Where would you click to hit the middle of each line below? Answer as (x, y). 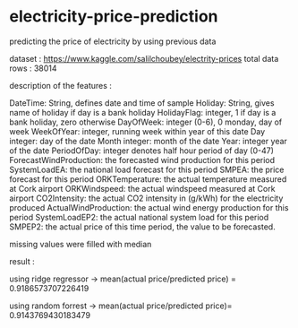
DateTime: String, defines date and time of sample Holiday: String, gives (142, 103)
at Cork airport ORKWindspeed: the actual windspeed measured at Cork (142, 188)
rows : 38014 (33, 68)
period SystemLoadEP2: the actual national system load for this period (139, 217)
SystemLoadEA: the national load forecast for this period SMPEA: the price (147, 169)
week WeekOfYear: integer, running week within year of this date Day (137, 131)
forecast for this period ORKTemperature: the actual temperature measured (148, 179)
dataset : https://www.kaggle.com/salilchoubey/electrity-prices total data (144, 58)
